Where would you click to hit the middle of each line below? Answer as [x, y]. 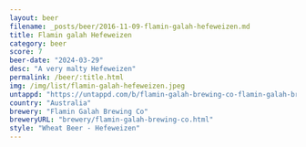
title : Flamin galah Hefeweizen [71, 35]
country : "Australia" [51, 103]
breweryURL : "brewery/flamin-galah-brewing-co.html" [112, 120]
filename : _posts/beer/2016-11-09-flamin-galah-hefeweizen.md [130, 26]
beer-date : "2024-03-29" [56, 60]
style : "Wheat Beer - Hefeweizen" [75, 129]
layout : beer [34, 18]
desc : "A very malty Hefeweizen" [73, 69]
